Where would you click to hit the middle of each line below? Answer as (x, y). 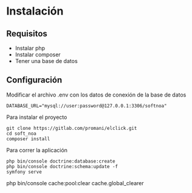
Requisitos (27, 34)
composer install (28, 139)
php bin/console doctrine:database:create (61, 161)
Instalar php (30, 48)
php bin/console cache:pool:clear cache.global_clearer (75, 183)
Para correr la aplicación (37, 150)
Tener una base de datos (46, 61)
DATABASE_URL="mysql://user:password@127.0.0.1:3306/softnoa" (87, 106)
